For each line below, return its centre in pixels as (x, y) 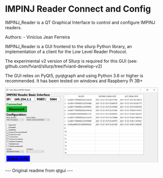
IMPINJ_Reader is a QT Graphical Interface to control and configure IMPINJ (80, 22)
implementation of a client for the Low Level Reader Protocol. (66, 52)
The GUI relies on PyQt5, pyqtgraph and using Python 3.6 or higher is (74, 75)
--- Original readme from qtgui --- (39, 170)
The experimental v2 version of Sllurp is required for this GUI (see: (71, 61)
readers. (13, 27)
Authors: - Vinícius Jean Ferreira (38, 37)
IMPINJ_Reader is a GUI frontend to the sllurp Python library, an (69, 46)
